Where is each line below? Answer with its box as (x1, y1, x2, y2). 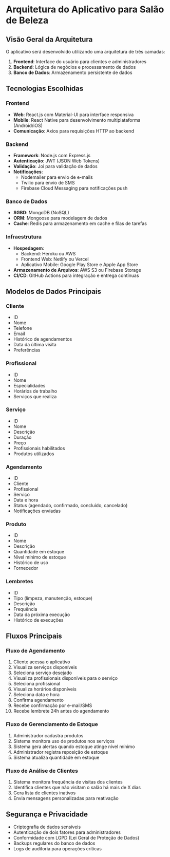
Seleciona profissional (13, 681, 61, 687)
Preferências (13, 347, 41, 353)
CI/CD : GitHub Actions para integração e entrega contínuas (13, 272, 139, 278)
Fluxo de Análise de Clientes (6, 767, 79, 774)
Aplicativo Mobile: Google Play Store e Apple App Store (21, 261, 138, 268)
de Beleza (6, 14, 49, 26)
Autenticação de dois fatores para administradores (13, 829, 121, 835)
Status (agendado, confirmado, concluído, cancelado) (13, 502, 128, 509)
